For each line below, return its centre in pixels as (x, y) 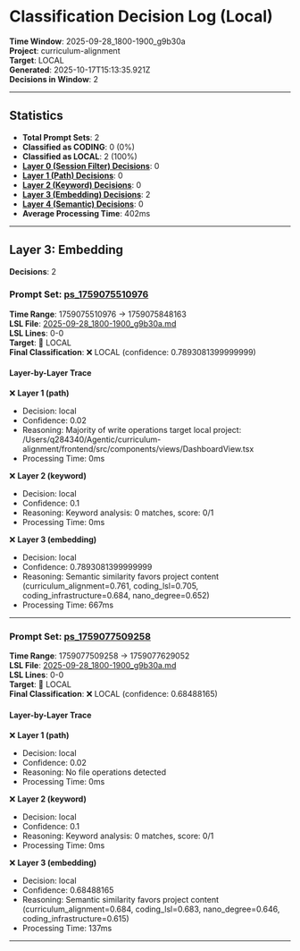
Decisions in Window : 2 (54, 79)
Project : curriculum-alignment (65, 50)
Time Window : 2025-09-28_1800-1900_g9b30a (97, 41)
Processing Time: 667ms (68, 605)
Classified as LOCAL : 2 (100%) (80, 156)
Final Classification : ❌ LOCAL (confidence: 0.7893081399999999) (133, 352)
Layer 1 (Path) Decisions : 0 (72, 175)
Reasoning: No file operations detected (94, 772)
